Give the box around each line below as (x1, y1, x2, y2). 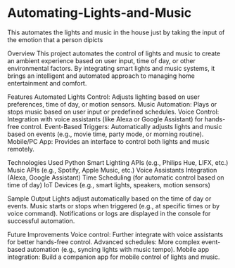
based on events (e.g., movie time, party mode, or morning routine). (7, 130, 204, 138)
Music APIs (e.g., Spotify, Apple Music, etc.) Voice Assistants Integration (7, 166, 217, 174)
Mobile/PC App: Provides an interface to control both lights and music (7, 137, 210, 145)
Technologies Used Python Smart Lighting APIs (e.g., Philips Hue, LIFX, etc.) (7, 158, 229, 166)
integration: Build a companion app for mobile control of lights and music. (7, 253, 220, 261)
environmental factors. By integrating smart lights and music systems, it (7, 64, 215, 72)
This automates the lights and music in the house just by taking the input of (7, 28, 225, 36)
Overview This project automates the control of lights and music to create (7, 49, 221, 58)
